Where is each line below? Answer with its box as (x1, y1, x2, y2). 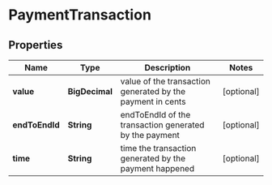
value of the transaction (120, 75, 210, 87)
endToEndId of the (120, 110, 191, 120)
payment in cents (120, 96, 186, 107)
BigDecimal (67, 86, 113, 97)
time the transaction (120, 143, 197, 153)
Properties (8, 38, 63, 52)
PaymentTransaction (8, 6, 152, 24)
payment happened (120, 163, 195, 174)
